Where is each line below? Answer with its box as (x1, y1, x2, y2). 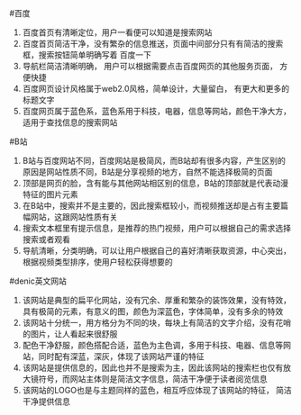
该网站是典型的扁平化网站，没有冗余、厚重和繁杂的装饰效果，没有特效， (22, 295, 291, 305)
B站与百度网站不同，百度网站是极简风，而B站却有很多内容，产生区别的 (22, 156, 287, 166)
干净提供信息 (22, 396, 70, 407)
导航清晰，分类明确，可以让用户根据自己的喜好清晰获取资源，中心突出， (22, 246, 291, 256)
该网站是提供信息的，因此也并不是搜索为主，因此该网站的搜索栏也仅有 (22, 363, 284, 373)
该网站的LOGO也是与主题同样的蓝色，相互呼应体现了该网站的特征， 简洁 (22, 385, 293, 395)
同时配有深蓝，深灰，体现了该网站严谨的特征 (38, 351, 205, 362)
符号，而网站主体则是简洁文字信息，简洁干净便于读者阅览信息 (38, 374, 268, 384)
